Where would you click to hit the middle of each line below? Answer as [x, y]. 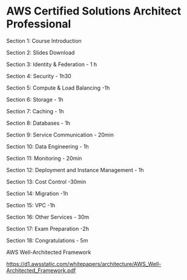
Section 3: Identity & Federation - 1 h [52, 64]
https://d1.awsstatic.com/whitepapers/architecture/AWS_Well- [84, 264]
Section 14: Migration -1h [37, 193]
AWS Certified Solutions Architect [94, 11]
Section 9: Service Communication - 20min [60, 135]
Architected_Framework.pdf [41, 270]
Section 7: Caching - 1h [35, 111]
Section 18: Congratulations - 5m [47, 240]
